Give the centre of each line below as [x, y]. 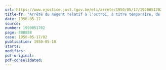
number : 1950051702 [25, 28]
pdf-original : [20, 55]
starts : [13, 46]
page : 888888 [19, 33]
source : [13, 23]
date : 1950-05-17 [23, 19]
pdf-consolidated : [24, 60]
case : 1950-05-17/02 [26, 37]
